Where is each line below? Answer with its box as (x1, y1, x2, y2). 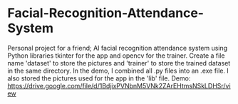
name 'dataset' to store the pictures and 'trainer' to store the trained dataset (7, 58, 231, 67)
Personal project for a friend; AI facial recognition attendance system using (7, 43, 228, 52)
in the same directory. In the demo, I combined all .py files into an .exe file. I (7, 66, 229, 75)
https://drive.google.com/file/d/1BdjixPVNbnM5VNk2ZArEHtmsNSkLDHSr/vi (7, 81, 231, 90)
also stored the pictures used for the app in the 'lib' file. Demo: (7, 73, 191, 83)
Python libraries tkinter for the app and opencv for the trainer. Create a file (7, 51, 225, 60)
